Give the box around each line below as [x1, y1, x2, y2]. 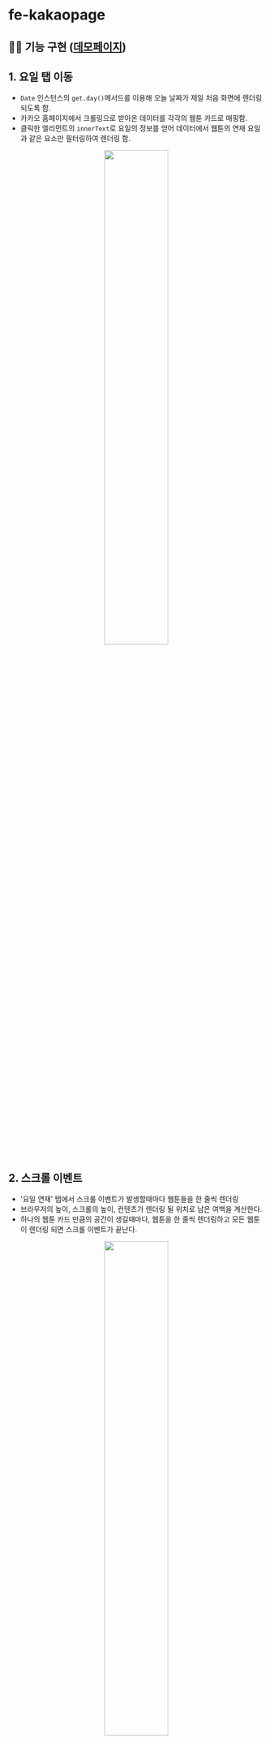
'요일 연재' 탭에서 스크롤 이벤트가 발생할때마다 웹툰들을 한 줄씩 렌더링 [19, 1194, 239, 1204]
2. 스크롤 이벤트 [8, 1171, 83, 1185]
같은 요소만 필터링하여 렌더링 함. [28, 134, 131, 144]
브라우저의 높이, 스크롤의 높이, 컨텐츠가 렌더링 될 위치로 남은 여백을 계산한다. [19, 1205, 263, 1214]
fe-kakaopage [8, 6, 106, 24]
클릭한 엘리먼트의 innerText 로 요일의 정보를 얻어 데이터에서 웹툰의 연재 [19, 123, 246, 133]
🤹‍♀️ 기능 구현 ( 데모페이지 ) [8, 40, 127, 54]
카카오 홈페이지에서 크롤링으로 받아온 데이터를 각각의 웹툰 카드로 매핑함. [19, 114, 248, 123]
